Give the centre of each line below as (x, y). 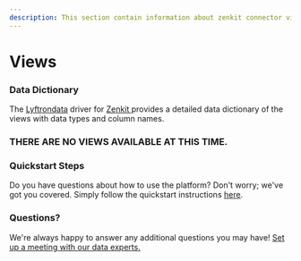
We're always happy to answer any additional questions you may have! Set (147, 237)
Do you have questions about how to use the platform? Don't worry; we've (146, 185)
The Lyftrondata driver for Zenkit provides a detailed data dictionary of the (146, 109)
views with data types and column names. (87, 119)
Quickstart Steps (47, 165)
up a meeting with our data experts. (75, 247)
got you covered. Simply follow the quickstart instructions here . (126, 195)
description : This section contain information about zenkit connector (146, 17)
